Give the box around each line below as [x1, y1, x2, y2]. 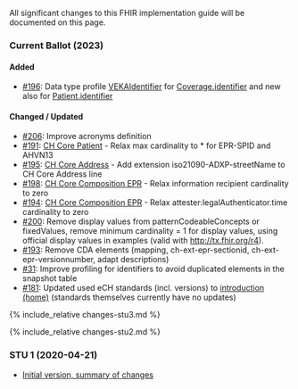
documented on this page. [9, 17, 106, 28]
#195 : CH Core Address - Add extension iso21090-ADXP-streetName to [21, 160, 286, 170]
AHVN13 [21, 150, 54, 161]
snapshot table [21, 273, 78, 284]
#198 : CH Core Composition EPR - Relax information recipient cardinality [21, 178, 289, 189]
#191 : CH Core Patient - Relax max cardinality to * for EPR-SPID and [21, 140, 271, 151]
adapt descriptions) [97, 254, 170, 265]
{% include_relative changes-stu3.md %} [9, 310, 161, 320]
